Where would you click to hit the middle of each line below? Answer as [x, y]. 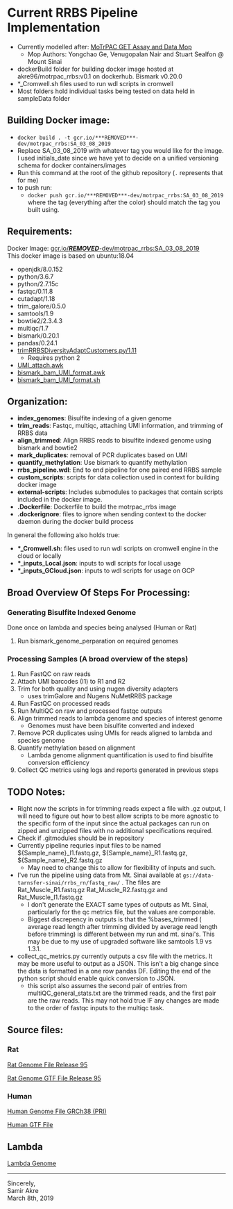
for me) [28, 180]
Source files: [35, 1030]
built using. [43, 209]
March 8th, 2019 [31, 1198]
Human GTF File [30, 1125]
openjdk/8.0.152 [40, 269]
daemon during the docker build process [75, 522]
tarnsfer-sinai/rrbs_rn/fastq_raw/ [69, 883]
